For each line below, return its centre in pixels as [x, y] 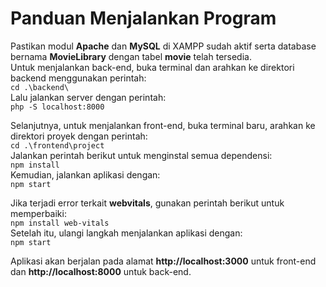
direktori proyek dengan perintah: [79, 136]
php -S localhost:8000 [57, 107]
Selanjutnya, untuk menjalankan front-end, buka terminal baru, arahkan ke [163, 125]
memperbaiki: [38, 213]
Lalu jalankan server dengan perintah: [88, 97]
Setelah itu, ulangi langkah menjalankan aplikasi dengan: [126, 233]
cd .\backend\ [40, 87]
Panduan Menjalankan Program [143, 18]
